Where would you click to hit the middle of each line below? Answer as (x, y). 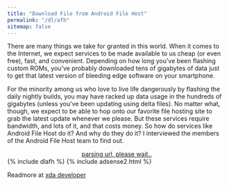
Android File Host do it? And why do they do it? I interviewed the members (113, 133)
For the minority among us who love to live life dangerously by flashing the (114, 89)
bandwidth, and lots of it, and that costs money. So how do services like (110, 126)
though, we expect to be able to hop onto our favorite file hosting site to (110, 111)
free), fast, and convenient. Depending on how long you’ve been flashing (112, 61)
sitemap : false (29, 26)
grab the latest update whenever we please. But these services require (108, 119)
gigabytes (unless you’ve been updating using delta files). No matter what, (114, 104)
